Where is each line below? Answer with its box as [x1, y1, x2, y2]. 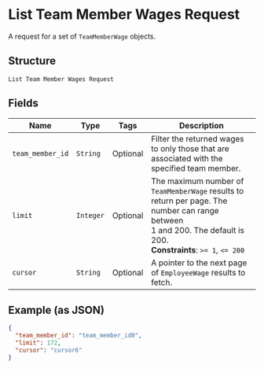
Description [179, 120, 224, 131]
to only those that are [150, 143, 229, 154]
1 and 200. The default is [150, 224, 245, 235]
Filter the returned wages [150, 133, 244, 144]
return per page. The [150, 195, 228, 206]
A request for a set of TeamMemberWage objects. [8, 31, 156, 41]
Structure [8, 54, 57, 68]
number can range [150, 205, 219, 216]
